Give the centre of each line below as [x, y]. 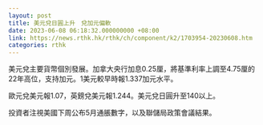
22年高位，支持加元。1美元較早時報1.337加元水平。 [93, 79]
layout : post [30, 16]
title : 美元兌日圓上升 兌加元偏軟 [60, 23]
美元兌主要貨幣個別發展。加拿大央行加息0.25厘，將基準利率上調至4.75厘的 [131, 69]
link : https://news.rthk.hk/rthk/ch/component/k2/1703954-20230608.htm [130, 38]
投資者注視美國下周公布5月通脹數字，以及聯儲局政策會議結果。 [112, 113]
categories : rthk [37, 45]
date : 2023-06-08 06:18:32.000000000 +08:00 [84, 30]
